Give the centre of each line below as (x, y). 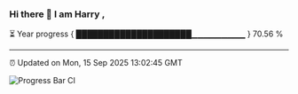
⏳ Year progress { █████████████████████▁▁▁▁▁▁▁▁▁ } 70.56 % (146, 34)
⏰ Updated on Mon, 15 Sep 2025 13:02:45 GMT (96, 63)
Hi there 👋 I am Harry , (57, 14)
